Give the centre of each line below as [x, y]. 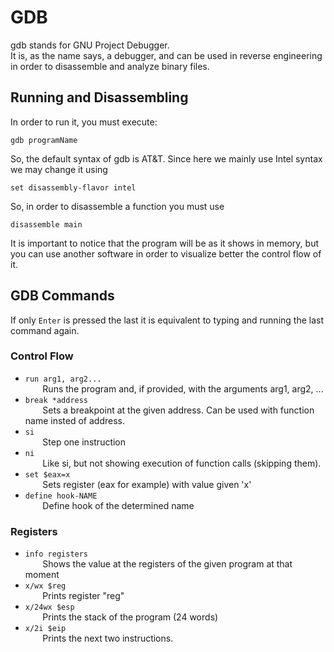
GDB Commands [62, 296]
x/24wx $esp [49, 607]
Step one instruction [84, 442]
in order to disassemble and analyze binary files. [110, 66]
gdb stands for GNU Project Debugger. [90, 45]
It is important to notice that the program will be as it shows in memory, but [164, 243]
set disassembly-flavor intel [73, 187]
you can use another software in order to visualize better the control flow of [166, 253]
